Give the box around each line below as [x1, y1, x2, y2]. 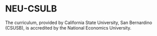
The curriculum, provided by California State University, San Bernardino [5, 19, 153, 25]
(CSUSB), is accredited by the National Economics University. [5, 24, 132, 30]
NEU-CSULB [5, 3, 57, 14]
